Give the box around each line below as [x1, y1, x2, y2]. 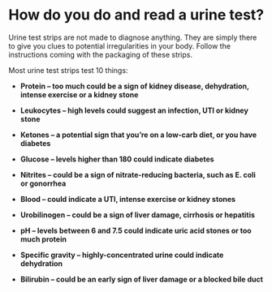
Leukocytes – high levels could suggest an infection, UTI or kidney [19, 105, 249, 115]
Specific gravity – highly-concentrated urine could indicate [19, 250, 224, 260]
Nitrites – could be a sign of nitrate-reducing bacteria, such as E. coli [19, 170, 256, 179]
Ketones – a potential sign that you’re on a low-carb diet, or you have [19, 130, 257, 140]
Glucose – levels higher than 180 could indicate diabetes [19, 154, 214, 164]
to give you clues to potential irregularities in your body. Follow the [8, 41, 231, 50]
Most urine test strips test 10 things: [8, 65, 128, 75]
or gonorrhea [19, 178, 67, 188]
